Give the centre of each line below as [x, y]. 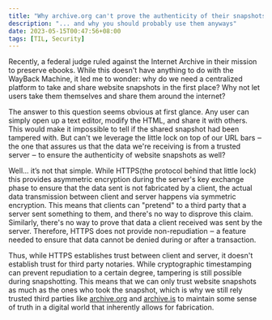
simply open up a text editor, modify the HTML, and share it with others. [128, 121]
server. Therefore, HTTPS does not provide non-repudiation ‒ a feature [127, 231]
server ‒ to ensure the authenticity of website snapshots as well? [117, 155]
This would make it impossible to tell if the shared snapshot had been [124, 129]
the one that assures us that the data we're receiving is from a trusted [125, 146]
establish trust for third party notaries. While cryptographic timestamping [130, 264]
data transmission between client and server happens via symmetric [122, 197]
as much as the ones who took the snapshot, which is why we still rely [125, 290]
